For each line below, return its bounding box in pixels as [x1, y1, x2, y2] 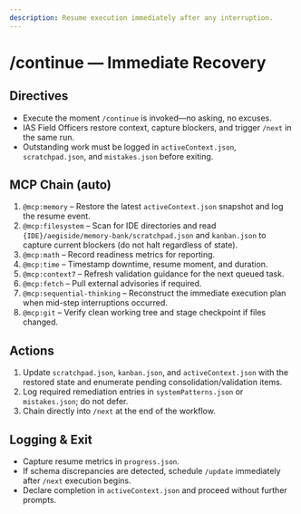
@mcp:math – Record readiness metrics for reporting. [22, 249, 216, 260]
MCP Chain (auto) [9, 178, 112, 193]
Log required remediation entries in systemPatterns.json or [22, 386, 244, 397]
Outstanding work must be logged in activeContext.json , [22, 141, 238, 152]
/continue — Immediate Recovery [9, 52, 267, 73]
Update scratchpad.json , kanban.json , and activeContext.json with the [22, 367, 288, 378]
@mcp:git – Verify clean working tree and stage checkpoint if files [22, 307, 266, 318]
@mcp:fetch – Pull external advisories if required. [22, 278, 202, 289]
